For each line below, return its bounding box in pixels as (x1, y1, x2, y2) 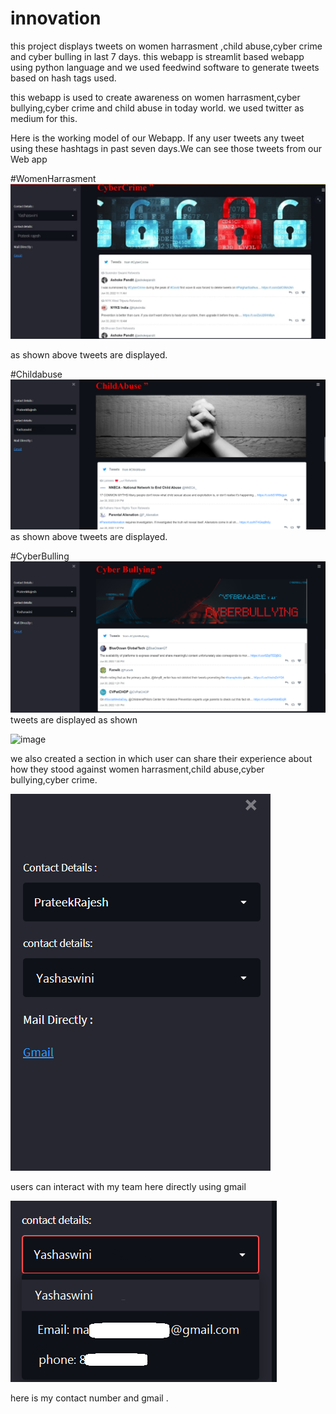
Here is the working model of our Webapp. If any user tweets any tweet (10, 132, 305, 144)
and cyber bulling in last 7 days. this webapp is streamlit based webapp (10, 50, 305, 62)
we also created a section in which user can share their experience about (10, 752, 313, 764)
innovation (10, 7, 102, 30)
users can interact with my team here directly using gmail (10, 1180, 247, 1192)
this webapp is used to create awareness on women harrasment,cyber (10, 91, 301, 103)
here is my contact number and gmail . (10, 1392, 169, 1404)
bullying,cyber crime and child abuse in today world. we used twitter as (10, 102, 305, 114)
